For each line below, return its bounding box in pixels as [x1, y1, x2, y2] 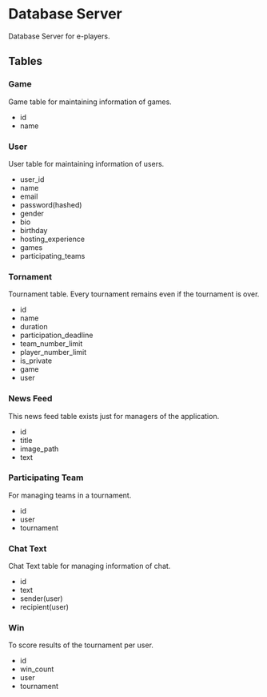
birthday [19, 225, 48, 235]
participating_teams [19, 251, 86, 260]
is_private [19, 356, 53, 365]
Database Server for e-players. [8, 31, 110, 41]
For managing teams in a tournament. [8, 490, 132, 500]
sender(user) [19, 594, 63, 603]
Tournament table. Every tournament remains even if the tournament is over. [8, 289, 260, 299]
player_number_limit [19, 348, 86, 357]
